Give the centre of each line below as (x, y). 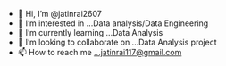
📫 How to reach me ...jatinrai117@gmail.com (100, 52)
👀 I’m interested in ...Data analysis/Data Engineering (113, 23)
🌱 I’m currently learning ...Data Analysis (90, 33)
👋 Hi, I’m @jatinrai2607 (60, 14)
